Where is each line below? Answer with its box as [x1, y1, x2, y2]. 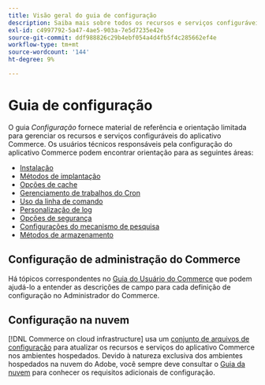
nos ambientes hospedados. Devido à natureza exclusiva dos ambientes [8, 351, 243, 361]
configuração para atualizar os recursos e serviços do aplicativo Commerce [8, 342, 255, 352]
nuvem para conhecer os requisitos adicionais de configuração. [8, 368, 215, 377]
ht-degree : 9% [8, 56, 55, 64]
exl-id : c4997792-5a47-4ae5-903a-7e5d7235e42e [8, 26, 164, 34]
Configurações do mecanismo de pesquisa [19, 222, 160, 231]
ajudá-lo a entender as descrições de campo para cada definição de [8, 282, 231, 292]
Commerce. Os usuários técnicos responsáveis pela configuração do [8, 139, 233, 148]
